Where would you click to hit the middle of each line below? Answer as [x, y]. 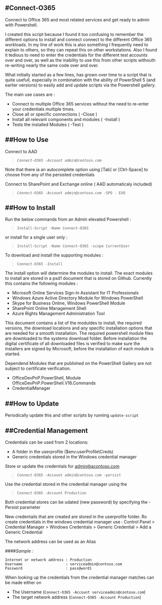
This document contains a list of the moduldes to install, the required [73, 323]
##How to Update [32, 404]
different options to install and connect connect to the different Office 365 [79, 39]
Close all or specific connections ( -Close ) [55, 114]
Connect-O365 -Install [40, 264]
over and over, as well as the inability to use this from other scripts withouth [80, 60]
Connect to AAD [21, 151]
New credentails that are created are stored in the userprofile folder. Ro [76, 517]
